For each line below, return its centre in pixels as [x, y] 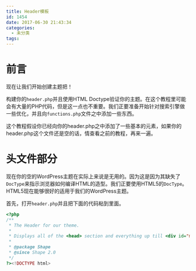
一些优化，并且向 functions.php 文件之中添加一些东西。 [72, 113]
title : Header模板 [27, 11]
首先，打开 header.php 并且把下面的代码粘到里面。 [65, 203]
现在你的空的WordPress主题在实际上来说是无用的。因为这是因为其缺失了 [93, 176]
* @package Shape [29, 247]
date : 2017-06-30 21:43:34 [39, 22]
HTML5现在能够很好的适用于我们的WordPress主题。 [69, 191]
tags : [13, 39]
